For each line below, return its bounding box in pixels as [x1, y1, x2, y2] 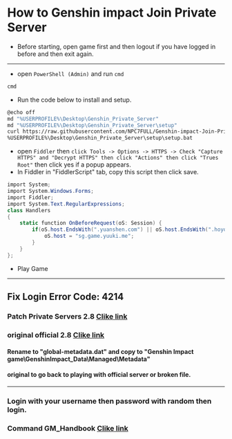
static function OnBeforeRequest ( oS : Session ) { [19, 220, 162, 227]
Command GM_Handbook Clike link [7, 423, 129, 433]
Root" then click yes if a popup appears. [17, 160, 131, 169]
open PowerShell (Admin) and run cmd [17, 69, 124, 77]
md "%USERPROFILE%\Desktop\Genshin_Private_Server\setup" [7, 122, 177, 129]
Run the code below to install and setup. [17, 95, 132, 104]
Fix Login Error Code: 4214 [7, 291, 124, 303]
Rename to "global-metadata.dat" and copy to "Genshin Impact [7, 347, 194, 355]
